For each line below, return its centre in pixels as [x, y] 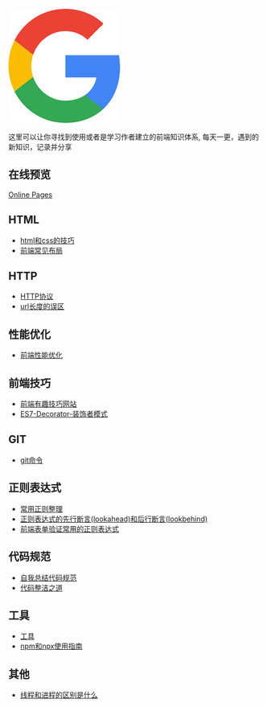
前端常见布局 [41, 250]
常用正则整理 [41, 508]
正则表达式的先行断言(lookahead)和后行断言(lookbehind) [114, 519]
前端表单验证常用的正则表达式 [69, 528]
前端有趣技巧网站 [48, 404]
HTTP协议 [37, 296]
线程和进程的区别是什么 [59, 695]
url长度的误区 [42, 306]
